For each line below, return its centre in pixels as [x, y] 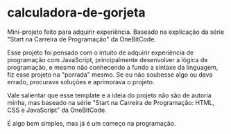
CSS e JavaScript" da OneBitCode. [57, 110]
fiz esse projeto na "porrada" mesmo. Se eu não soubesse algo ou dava [110, 75]
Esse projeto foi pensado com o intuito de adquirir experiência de [101, 52]
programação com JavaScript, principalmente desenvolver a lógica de [108, 59]
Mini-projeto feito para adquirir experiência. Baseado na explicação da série [116, 32]
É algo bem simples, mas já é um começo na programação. [92, 123]
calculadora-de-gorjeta [76, 13]
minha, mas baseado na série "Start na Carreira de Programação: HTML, [111, 102]
